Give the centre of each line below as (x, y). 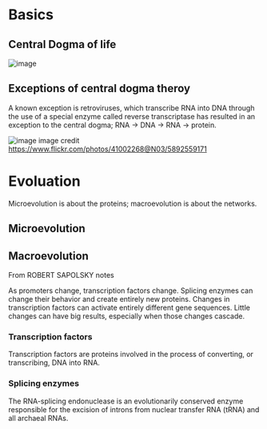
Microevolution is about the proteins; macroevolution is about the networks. (133, 203)
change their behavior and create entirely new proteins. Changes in (119, 299)
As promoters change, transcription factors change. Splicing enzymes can (131, 291)
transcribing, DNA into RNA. (54, 363)
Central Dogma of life (62, 44)
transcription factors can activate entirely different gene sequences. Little (129, 307)
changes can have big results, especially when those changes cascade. (127, 316)
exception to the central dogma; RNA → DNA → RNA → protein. (113, 125)
